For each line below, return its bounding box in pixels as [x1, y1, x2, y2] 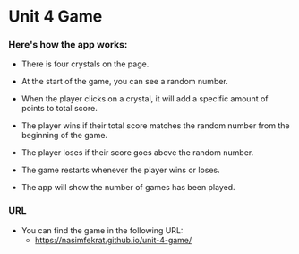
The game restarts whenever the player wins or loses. [21, 164, 220, 176]
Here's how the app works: [8, 39, 128, 51]
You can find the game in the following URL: [21, 224, 184, 235]
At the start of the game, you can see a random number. [21, 76, 229, 87]
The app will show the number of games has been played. [21, 182, 235, 193]
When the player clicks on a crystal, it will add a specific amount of [21, 93, 269, 104]
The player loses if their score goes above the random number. [21, 147, 254, 158]
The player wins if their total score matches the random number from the [21, 120, 290, 131]
